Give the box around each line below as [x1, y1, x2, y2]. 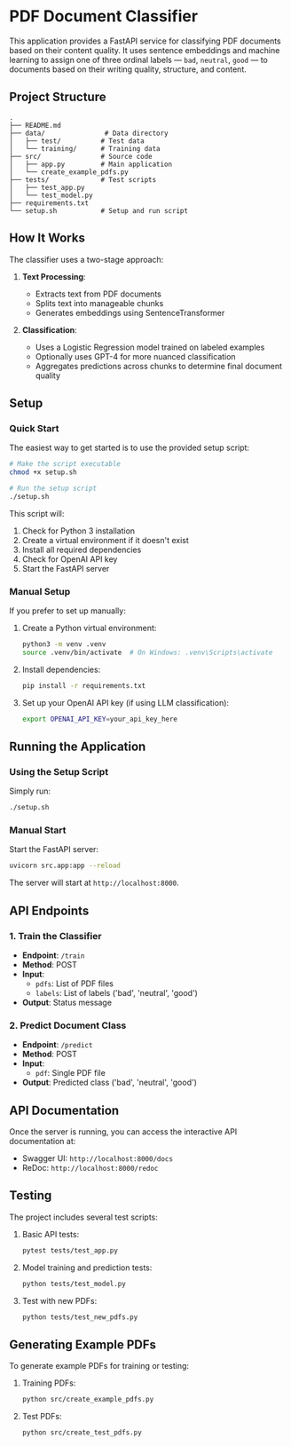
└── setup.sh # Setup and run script [9, 206, 189, 215]
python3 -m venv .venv [21, 640, 106, 649]
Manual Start [9, 824, 67, 836]
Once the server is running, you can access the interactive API [9, 1126, 238, 1137]
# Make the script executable [9, 460, 122, 469]
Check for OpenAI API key [21, 553, 118, 565]
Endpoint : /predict [21, 1039, 93, 1050]
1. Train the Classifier [9, 929, 102, 942]
